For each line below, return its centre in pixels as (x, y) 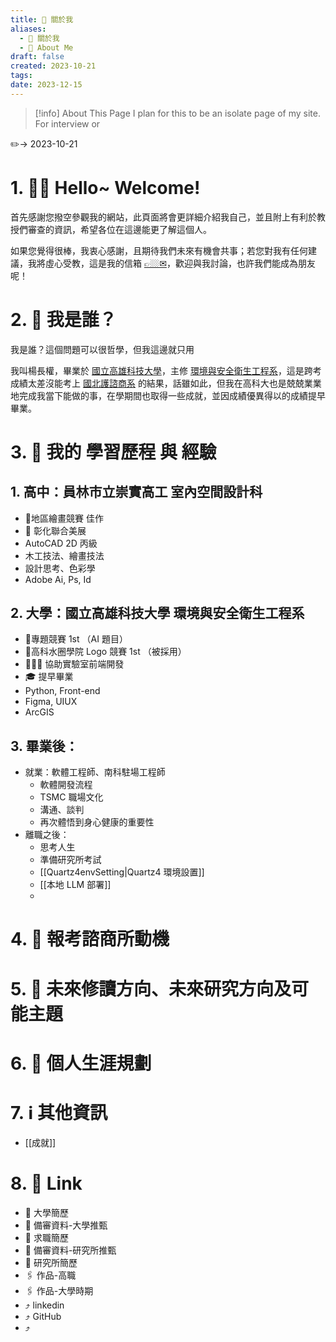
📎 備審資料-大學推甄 (66, 1225)
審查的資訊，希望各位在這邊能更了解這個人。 (119, 229)
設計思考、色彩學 (60, 568)
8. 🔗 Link (46, 1183)
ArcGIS (39, 712)
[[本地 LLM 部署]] (75, 885)
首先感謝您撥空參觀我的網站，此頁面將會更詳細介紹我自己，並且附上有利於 (163, 217)
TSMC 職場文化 (71, 797)
